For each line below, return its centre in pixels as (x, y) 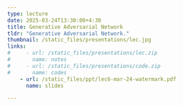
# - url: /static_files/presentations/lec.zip (82, 53)
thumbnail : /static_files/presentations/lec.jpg (79, 40)
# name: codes (37, 72)
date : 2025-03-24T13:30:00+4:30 (54, 20)
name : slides (45, 86)
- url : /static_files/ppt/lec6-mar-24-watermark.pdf (98, 79)
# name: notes (37, 60)
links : (17, 46)
